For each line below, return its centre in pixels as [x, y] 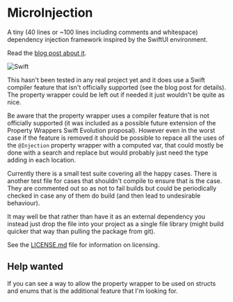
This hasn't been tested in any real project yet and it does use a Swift [106, 80]
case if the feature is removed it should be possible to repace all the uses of [116, 138]
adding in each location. [42, 160]
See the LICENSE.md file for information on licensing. [83, 244]
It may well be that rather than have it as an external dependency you [106, 216]
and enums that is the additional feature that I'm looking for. [93, 291]
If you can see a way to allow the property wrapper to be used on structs [112, 283]
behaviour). [24, 202]
